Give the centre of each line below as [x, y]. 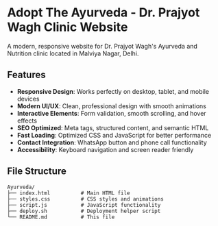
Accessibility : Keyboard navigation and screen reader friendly [105, 149]
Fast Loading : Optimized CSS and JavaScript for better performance [114, 135]
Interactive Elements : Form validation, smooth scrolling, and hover [112, 113]
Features [26, 75]
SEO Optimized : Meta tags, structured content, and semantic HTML [113, 127]
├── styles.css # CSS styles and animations [86, 199]
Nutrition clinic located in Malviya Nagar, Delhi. [73, 53]
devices [28, 99]
